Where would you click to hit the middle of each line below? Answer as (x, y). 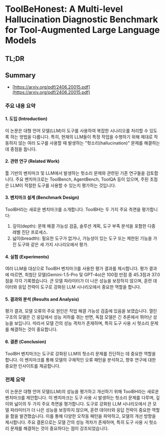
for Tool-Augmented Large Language (82, 30)
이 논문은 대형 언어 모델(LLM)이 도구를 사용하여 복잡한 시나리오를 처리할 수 (77, 130)
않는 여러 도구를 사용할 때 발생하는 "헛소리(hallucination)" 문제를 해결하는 (89, 143)
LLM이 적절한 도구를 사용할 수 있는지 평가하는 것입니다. (63, 185)
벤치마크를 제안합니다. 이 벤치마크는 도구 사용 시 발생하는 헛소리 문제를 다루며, (80, 398)
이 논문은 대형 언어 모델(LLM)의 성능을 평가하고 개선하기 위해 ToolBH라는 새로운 (82, 391)
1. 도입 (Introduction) (26, 119)
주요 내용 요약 (20, 106)
